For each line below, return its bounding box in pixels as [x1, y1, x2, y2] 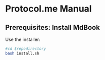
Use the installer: [5, 36, 40, 42]
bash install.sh [5, 51, 39, 56]
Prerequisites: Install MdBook [5, 23, 100, 32]
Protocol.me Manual [5, 3, 92, 15]
